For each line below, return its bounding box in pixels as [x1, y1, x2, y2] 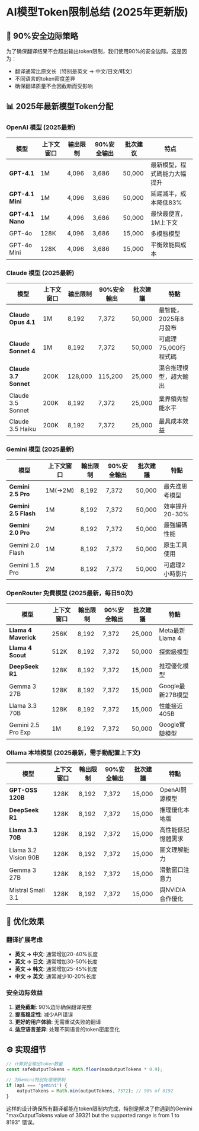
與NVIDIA [159, 886, 186, 894]
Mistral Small [9, 886, 46, 894]
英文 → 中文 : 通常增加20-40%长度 [14, 950, 98, 957]
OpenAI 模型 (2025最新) [6, 123, 76, 132]
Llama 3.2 [9, 846, 37, 854]
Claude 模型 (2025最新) [6, 269, 75, 277]
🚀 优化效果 [6, 916, 44, 926]
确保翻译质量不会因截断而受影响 [14, 82, 93, 90]
